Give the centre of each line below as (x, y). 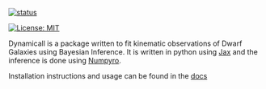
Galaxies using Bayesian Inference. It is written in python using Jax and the (133, 52)
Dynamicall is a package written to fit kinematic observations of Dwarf (125, 43)
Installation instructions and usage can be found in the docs (108, 76)
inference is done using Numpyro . (65, 61)
